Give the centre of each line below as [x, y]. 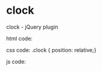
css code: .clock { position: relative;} [51, 50]
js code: [16, 61]
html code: [19, 38]
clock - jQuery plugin [32, 27]
